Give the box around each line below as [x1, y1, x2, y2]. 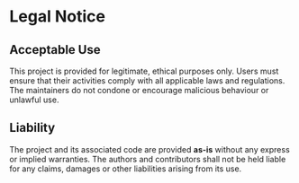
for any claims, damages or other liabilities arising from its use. [9, 163, 242, 174]
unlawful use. [9, 94, 59, 105]
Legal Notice [9, 6, 106, 27]
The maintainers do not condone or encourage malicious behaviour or [9, 85, 269, 95]
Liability [9, 120, 56, 135]
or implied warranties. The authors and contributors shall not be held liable [9, 153, 286, 164]
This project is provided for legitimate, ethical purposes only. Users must [9, 65, 279, 76]
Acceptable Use [9, 42, 101, 57]
